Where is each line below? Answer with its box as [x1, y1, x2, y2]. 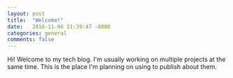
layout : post [7, 10, 45, 17]
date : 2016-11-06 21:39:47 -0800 [7, 23, 111, 30]
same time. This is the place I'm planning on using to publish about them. [7, 63, 218, 71]
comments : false [7, 36, 54, 43]
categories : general [7, 29, 68, 37]
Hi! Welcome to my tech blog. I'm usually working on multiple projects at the [7, 55, 226, 63]
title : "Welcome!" [7, 17, 64, 24]
